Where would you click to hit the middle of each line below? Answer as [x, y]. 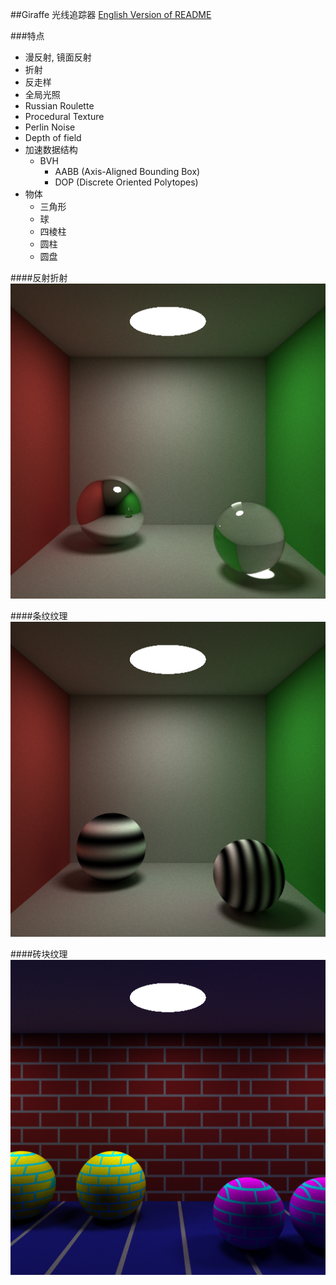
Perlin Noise [50, 127]
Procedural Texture [64, 116]
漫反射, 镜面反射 [58, 57]
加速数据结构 [51, 149]
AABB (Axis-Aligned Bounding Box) [127, 171]
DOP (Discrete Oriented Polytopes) [126, 182]
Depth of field [53, 137]
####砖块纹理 [39, 954]
